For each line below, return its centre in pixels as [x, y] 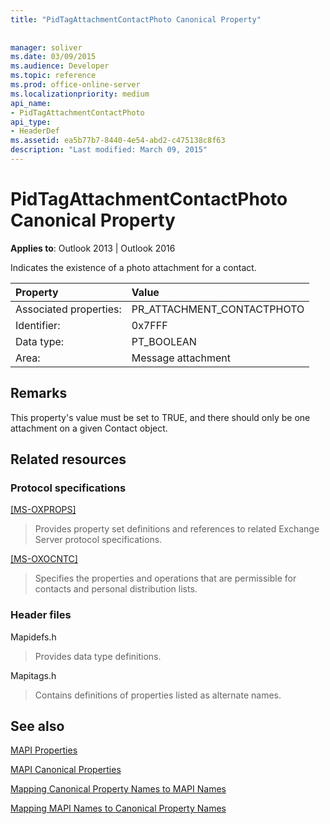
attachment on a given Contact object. [89, 428]
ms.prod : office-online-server [75, 85]
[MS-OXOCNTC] [44, 559]
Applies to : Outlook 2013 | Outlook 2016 [93, 248]
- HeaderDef [35, 131]
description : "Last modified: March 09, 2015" [109, 150]
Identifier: [38, 325]
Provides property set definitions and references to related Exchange [177, 529]
